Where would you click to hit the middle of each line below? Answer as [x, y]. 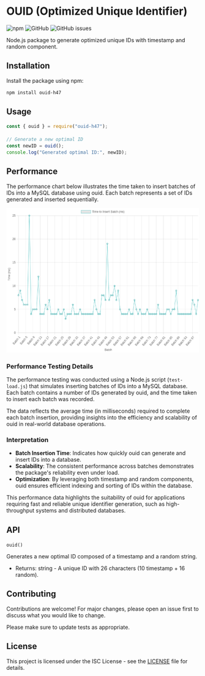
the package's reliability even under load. [67, 473]
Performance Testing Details [50, 366]
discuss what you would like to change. [56, 615]
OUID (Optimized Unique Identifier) [97, 11]
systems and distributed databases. [81, 511]
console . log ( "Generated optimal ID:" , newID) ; [67, 152]
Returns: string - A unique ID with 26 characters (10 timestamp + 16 [100, 568]
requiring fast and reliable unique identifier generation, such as [86, 504]
